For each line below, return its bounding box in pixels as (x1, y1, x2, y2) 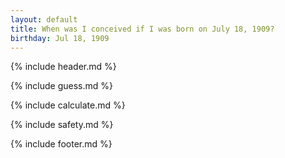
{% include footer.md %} (10, 138, 113, 150)
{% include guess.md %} (10, 80, 113, 92)
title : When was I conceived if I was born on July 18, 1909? (10, 24, 275, 34)
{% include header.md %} (10, 61, 117, 73)
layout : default (10, 14, 78, 25)
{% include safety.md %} (10, 119, 114, 131)
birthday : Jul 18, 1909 (10, 33, 110, 43)
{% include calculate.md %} (10, 99, 126, 111)
